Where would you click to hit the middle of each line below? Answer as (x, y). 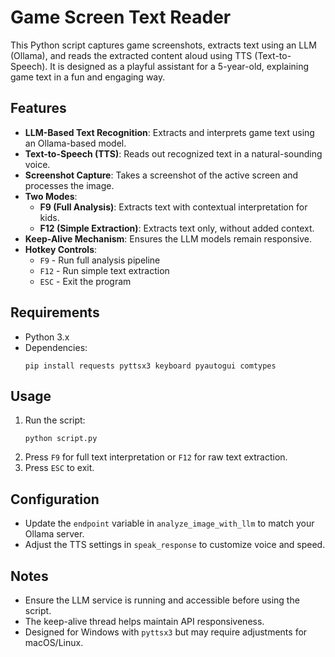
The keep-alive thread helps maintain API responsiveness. (144, 621)
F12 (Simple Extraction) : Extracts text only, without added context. (177, 228)
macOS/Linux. (54, 642)
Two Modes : (51, 196)
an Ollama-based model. (75, 143)
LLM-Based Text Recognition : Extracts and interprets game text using (169, 132)
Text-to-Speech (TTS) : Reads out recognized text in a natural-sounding (173, 153)
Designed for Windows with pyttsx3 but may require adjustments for (166, 632)
